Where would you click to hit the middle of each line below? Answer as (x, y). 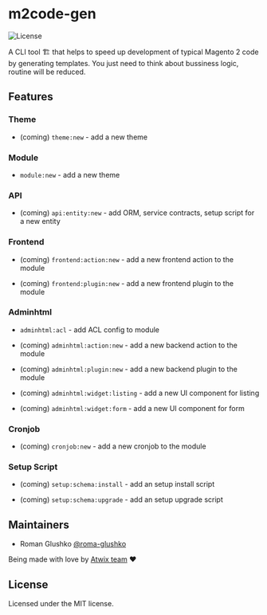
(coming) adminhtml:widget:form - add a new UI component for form (132, 408)
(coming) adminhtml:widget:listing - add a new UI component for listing (139, 393)
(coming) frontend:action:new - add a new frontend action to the (126, 259)
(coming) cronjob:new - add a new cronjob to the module (113, 446)
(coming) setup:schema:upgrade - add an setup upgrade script (121, 499)
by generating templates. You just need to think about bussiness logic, (124, 63)
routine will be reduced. (47, 72)
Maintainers (39, 525)
